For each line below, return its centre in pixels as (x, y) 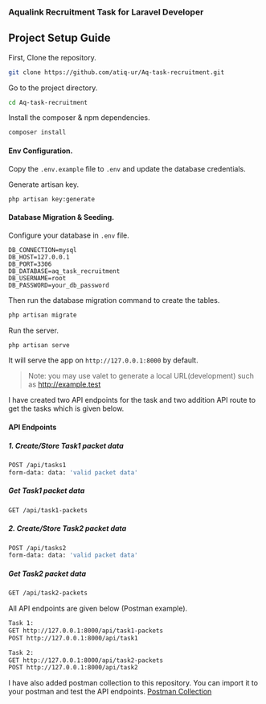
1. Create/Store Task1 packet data (66, 445)
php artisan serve (39, 345)
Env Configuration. (41, 151)
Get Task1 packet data (47, 491)
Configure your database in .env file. (69, 235)
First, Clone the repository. (52, 57)
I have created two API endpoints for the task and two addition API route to (132, 400)
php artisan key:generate (51, 199)
